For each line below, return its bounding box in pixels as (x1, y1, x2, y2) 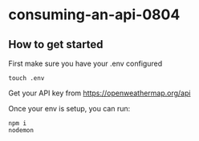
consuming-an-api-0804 (8, 6, 181, 24)
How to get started (8, 38, 104, 51)
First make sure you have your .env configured (8, 58, 163, 68)
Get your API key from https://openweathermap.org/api (8, 88, 191, 98)
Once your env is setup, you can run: (8, 104, 131, 113)
